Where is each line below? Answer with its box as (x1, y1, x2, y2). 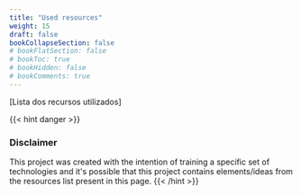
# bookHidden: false (9, 64, 87, 73)
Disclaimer (9, 136, 58, 148)
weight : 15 (9, 22, 50, 31)
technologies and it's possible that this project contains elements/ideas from (9, 166, 293, 177)
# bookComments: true (9, 72, 91, 81)
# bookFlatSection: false (9, 47, 106, 56)
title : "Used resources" (9, 13, 103, 22)
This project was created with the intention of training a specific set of (9, 156, 270, 167)
